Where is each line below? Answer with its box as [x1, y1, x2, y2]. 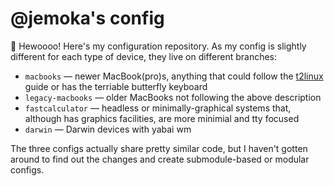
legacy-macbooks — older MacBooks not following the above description [24, 91, 322, 103]
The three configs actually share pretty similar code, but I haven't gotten [10, 142, 308, 154]
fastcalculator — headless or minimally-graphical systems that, [24, 102, 292, 114]
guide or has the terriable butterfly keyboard [24, 80, 208, 92]
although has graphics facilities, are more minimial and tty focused [24, 112, 300, 124]
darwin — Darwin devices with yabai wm [24, 123, 192, 135]
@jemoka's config [10, 7, 165, 30]
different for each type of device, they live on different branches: [10, 50, 278, 62]
